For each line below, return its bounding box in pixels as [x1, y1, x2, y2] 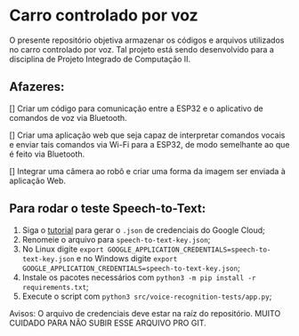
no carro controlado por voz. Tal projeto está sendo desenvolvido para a [9, 44, 274, 54]
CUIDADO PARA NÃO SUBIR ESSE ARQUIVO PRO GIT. [9, 317, 206, 328]
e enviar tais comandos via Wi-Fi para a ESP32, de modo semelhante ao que [9, 139, 290, 149]
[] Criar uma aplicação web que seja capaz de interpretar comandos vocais [9, 130, 286, 140]
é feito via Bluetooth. [9, 148, 85, 159]
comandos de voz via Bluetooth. [9, 112, 127, 123]
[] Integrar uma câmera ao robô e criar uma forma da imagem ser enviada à [9, 165, 287, 176]
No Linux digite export [21, 244, 104, 254]
